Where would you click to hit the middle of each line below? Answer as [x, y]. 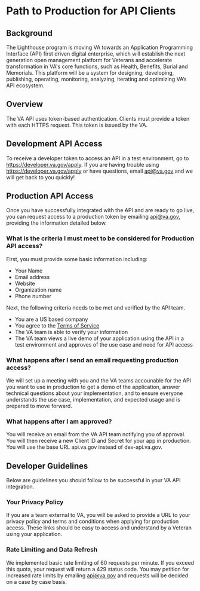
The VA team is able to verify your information [71, 332]
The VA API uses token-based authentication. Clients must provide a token [98, 118]
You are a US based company [51, 319]
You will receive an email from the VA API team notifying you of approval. [96, 434]
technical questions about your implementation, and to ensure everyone [95, 393]
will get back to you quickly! [41, 177]
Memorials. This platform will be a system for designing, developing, [90, 73]
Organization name [38, 290]
